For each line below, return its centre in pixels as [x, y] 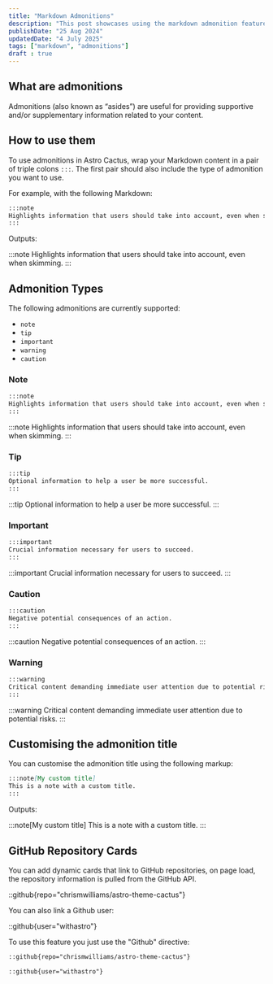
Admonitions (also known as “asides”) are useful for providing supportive [131, 106]
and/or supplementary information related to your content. [106, 115]
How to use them [52, 140]
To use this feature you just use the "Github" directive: [99, 942]
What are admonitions [66, 87]
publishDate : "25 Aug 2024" [56, 31]
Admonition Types [56, 288]
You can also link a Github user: [61, 910]
